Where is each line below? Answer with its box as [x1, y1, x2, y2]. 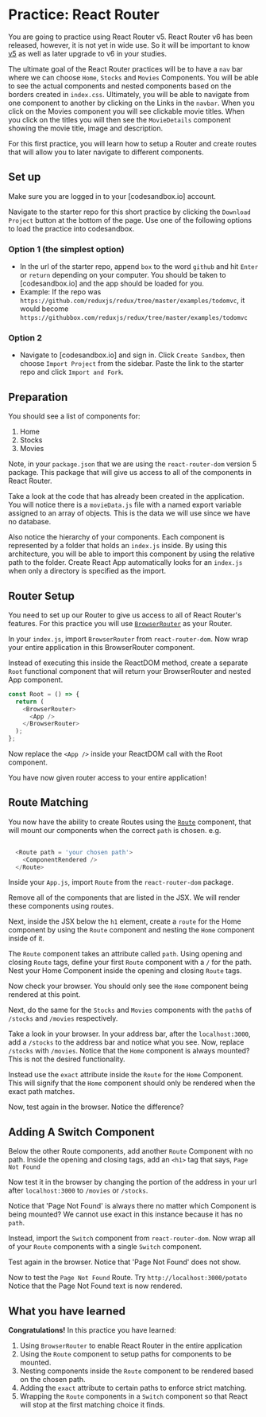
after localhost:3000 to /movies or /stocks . [8, 1185, 148, 1195]
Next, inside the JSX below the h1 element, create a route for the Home [8, 917, 241, 926]
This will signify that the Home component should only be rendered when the [8, 1078, 256, 1088]
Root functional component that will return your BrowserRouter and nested [8, 666, 252, 675]
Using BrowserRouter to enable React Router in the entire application [19, 1341, 243, 1350]
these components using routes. [8, 901, 114, 911]
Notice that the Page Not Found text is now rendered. [8, 1281, 183, 1290]
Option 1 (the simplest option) [8, 243, 125, 255]
